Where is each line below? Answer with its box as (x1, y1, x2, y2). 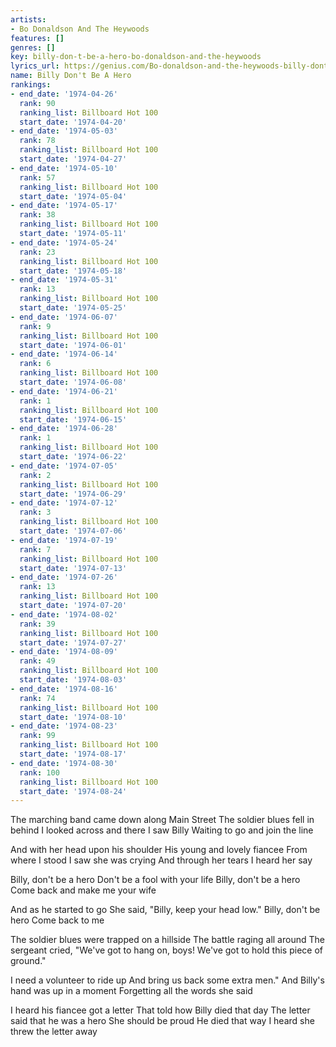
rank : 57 (19, 172, 56, 183)
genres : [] (10, 42, 56, 53)
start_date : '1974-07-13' (19, 563, 128, 573)
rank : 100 (19, 767, 60, 778)
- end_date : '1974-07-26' (10, 572, 118, 583)
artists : (10, 14, 47, 25)
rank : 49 (19, 656, 56, 666)
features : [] (10, 33, 65, 43)
